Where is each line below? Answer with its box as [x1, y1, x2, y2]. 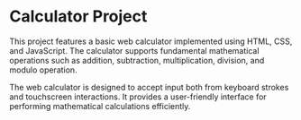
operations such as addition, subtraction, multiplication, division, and [9, 55, 265, 65]
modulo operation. [9, 64, 78, 75]
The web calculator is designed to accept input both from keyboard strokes [9, 81, 289, 92]
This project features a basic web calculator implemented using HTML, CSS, [9, 36, 293, 47]
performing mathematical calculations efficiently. [9, 100, 191, 111]
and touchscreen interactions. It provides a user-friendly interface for [9, 91, 268, 102]
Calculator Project [9, 6, 148, 27]
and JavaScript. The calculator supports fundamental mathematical [9, 45, 260, 56]
